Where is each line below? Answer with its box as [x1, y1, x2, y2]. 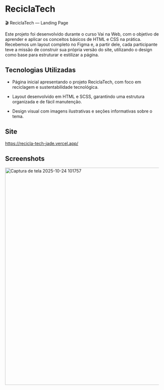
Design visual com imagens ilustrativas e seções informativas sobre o [12, 108, 153, 114]
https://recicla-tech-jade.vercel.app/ [5, 140, 79, 146]
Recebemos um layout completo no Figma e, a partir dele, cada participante [5, 41, 158, 47]
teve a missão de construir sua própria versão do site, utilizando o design [5, 46, 152, 52]
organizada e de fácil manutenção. [12, 98, 82, 104]
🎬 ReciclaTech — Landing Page [5, 19, 68, 25]
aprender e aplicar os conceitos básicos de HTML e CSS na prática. [5, 36, 142, 42]
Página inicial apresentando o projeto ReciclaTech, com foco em [12, 79, 142, 85]
